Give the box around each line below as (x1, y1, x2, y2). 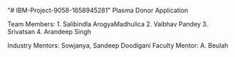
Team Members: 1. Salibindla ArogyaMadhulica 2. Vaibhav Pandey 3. (7, 20, 209, 28)
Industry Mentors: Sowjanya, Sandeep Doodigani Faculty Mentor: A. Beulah (7, 41, 229, 49)
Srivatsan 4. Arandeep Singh (7, 28, 91, 36)
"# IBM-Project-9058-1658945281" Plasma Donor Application (7, 6, 189, 14)
